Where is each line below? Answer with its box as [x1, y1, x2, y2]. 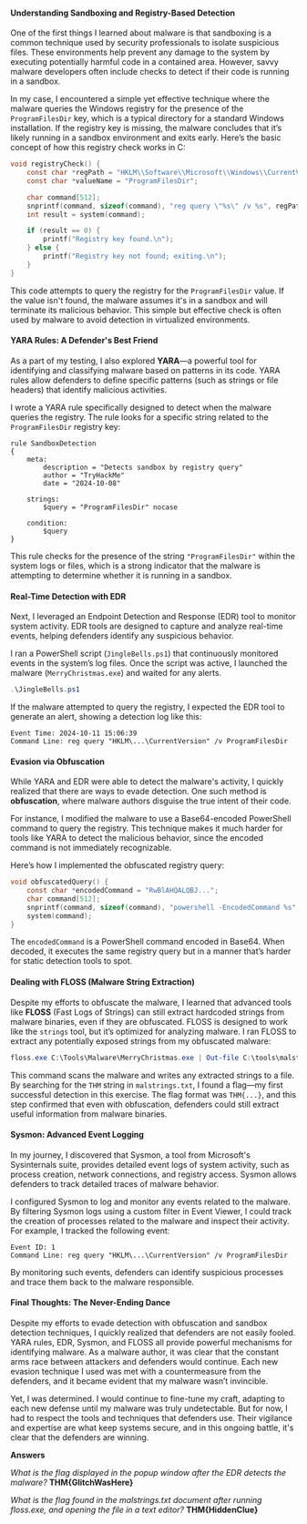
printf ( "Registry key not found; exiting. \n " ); [43, 251, 227, 261]
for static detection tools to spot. [10, 956, 133, 967]
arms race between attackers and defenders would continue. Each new [10, 1355, 279, 1366]
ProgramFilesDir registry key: [10, 421, 121, 432]
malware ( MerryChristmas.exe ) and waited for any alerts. [10, 668, 222, 679]
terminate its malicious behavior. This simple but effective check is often [10, 304, 281, 315]
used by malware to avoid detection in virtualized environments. [10, 314, 251, 325]
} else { [26, 243, 60, 252]
